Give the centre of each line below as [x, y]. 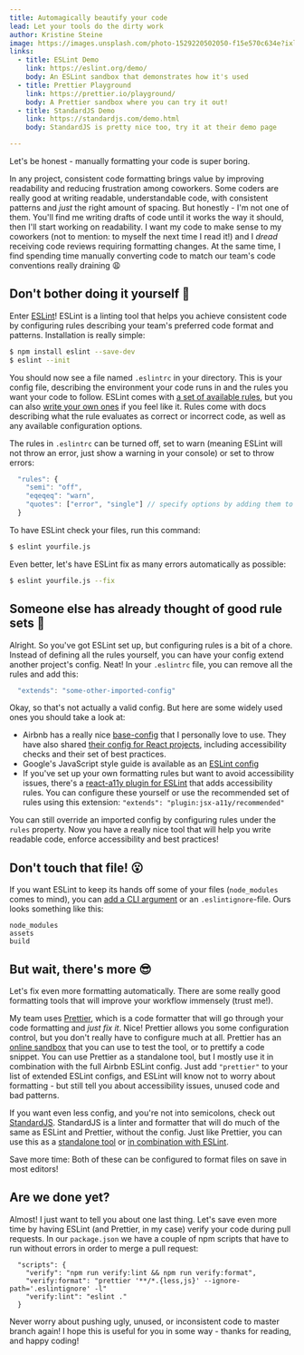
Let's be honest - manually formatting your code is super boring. [130, 161]
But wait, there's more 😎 [81, 969]
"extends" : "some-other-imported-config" [97, 690]
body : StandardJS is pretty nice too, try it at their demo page [152, 128]
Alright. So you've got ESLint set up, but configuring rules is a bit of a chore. [151, 645]
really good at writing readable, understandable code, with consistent [139, 198]
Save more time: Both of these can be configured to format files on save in [148, 1159]
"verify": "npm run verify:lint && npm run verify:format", [141, 1272]
